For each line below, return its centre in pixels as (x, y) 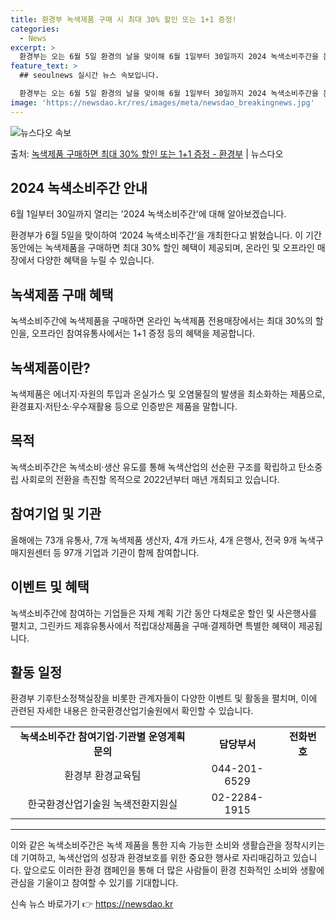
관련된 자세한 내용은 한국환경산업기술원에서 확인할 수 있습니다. (132, 711)
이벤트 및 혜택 (50, 587)
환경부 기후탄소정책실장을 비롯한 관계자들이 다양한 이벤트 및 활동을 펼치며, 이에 (164, 698)
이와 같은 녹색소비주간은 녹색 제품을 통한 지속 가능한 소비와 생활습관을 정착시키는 (168, 845)
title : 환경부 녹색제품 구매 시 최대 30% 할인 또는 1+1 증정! (123, 19)
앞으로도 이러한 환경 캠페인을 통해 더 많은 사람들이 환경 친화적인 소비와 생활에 (174, 870)
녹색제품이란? (50, 367)
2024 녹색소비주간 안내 (79, 188)
